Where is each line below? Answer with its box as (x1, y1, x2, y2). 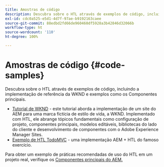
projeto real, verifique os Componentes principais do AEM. (5, 156, 123, 162)
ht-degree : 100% (5, 35, 38, 39)
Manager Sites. (12, 131, 43, 137)
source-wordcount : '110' (5, 30, 56, 35)
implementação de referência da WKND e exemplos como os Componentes (5, 91, 157, 97)
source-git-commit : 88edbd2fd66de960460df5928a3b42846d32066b (5, 20, 134, 26)
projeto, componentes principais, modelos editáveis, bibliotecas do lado (12, 121, 157, 127)
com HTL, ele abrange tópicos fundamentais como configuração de (12, 116, 149, 122)
